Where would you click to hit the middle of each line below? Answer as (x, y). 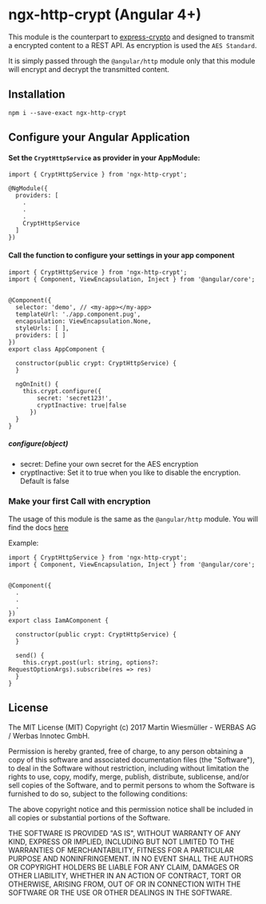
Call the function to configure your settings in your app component (121, 255)
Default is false (44, 480)
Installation (37, 95)
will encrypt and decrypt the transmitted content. (89, 69)
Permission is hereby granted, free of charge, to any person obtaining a (126, 751)
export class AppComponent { (57, 349)
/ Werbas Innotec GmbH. (49, 735)
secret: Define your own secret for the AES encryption (109, 464)
